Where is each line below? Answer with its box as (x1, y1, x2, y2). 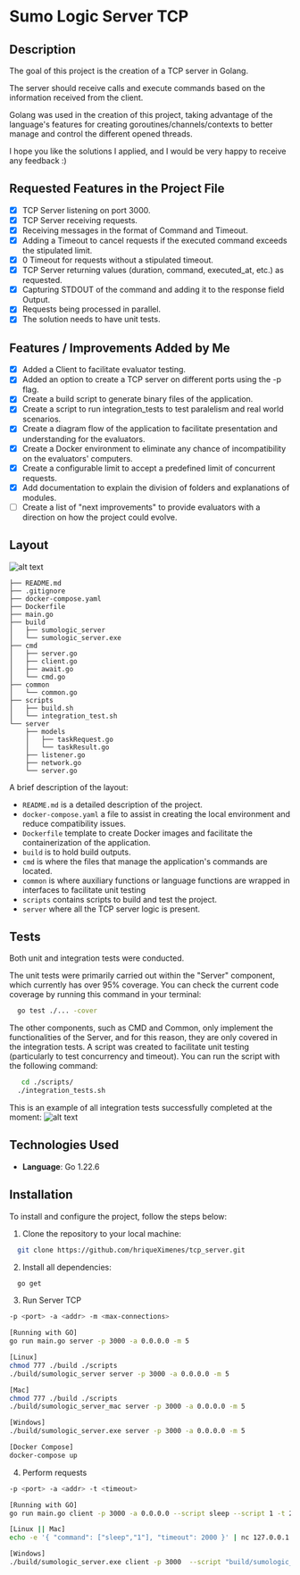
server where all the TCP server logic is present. (21, 904, 201, 914)
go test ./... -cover (17, 1006, 98, 1015)
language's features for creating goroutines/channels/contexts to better (9, 119, 273, 129)
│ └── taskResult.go (25, 743, 110, 752)
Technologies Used (9, 1137, 119, 1153)
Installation (9, 1187, 73, 1203)
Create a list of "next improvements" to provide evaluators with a (21, 502, 261, 512)
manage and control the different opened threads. (9, 129, 194, 139)
